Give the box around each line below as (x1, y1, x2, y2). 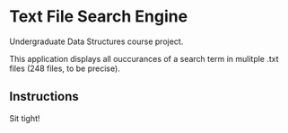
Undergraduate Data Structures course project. (9, 36, 184, 47)
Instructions (9, 89, 79, 104)
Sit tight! (9, 112, 40, 123)
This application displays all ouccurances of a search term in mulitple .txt (9, 53, 280, 64)
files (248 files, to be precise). (9, 63, 121, 74)
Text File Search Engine (9, 6, 188, 27)
